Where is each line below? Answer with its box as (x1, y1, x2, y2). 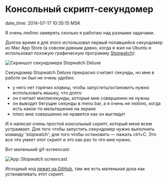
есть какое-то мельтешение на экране (12, 105, 96, 111)
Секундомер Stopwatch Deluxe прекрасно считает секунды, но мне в (5, 69, 154, 75)
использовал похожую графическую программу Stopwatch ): (5, 50, 136, 56)
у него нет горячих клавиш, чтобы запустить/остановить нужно (12, 84, 149, 90)
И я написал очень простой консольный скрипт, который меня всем (5, 120, 152, 126)
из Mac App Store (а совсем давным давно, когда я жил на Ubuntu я (5, 44, 151, 50)
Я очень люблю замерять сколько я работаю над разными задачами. (5, 29, 155, 35)
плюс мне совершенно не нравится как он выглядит (12, 111, 125, 117)
